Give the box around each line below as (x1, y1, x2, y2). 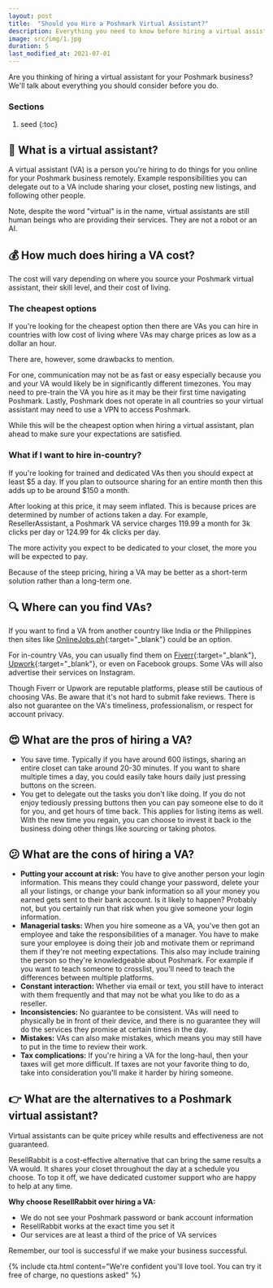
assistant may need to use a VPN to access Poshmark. (8, 404, 191, 415)
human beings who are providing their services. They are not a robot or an (8, 215, 258, 225)
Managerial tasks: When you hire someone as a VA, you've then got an (19, 920, 260, 930)
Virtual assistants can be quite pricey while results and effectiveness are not (8, 1130, 264, 1140)
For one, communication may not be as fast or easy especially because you (8, 370, 262, 380)
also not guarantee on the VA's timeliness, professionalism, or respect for (8, 701, 253, 710)
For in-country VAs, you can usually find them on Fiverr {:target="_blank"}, (8, 650, 258, 660)
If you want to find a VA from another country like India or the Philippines (8, 626, 252, 635)
